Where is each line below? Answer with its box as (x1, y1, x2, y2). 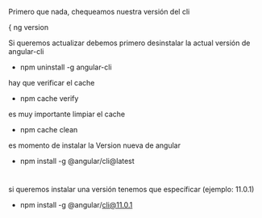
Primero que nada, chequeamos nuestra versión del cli (8, 7, 190, 16)
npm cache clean (19, 125, 78, 134)
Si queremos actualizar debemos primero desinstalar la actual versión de (8, 38, 251, 48)
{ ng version (8, 23, 49, 31)
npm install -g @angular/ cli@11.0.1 (19, 200, 133, 210)
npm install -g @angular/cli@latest (19, 157, 135, 166)
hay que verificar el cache (8, 78, 95, 87)
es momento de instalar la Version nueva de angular (8, 140, 181, 150)
